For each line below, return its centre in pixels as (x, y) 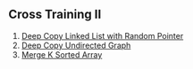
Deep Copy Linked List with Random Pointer (102, 35)
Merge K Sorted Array (62, 54)
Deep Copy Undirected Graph (76, 45)
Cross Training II (55, 15)
